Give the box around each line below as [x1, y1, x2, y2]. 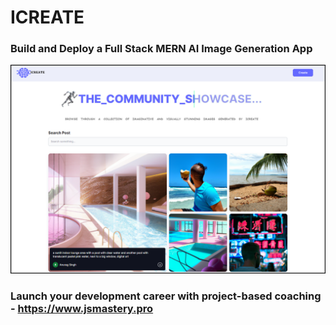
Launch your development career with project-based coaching [10, 289, 322, 303]
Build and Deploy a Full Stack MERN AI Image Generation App [10, 42, 313, 56]
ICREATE [10, 6, 85, 29]
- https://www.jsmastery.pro [10, 302, 154, 316]
